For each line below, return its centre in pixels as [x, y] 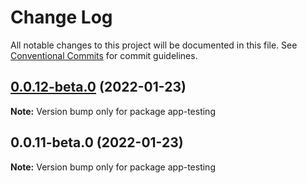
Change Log [61, 17]
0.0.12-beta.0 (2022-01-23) [98, 87]
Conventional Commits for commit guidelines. [104, 55]
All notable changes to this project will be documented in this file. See [154, 45]
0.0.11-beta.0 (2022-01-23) [97, 142]
